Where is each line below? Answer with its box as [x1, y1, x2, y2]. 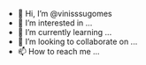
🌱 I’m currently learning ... [17, 27, 112, 37]
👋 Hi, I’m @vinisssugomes [17, 9, 112, 18]
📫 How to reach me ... [17, 47, 100, 56]
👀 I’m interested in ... [17, 18, 93, 28]
